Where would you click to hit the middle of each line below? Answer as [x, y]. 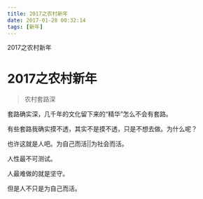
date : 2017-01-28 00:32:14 [47, 20]
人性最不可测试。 [32, 159]
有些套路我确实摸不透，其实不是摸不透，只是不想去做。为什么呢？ [102, 129]
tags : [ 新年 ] [25, 27]
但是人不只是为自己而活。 [44, 188]
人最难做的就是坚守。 [38, 174]
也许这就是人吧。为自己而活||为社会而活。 [68, 144]
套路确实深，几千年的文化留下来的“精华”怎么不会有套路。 [90, 114]
